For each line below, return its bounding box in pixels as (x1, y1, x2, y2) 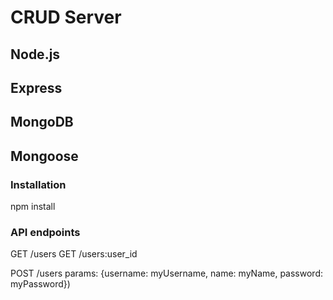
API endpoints (10, 225, 81, 239)
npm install (10, 201, 56, 213)
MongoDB (10, 114, 74, 131)
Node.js (10, 46, 61, 63)
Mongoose (10, 147, 79, 165)
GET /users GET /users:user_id (10, 248, 138, 260)
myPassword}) (10, 278, 71, 290)
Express (10, 79, 63, 96)
